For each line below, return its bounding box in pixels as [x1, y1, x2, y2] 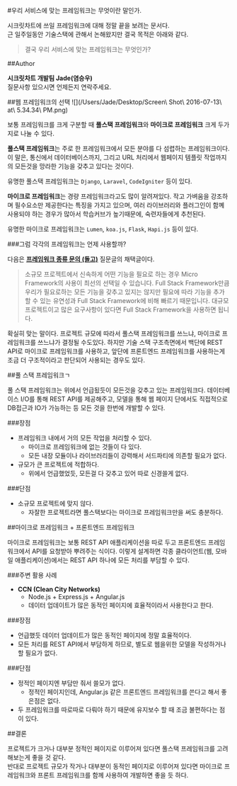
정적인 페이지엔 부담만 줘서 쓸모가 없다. [17, 679, 126, 687]
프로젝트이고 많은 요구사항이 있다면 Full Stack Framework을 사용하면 [24, 305, 216, 314]
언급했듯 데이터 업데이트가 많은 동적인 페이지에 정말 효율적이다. [17, 631, 192, 639]
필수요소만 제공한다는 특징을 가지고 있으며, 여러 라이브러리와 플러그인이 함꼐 [14, 201, 225, 209]
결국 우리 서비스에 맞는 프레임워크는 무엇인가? [24, 45, 151, 53]
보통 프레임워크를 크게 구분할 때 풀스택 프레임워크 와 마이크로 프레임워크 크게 [7, 120, 217, 129]
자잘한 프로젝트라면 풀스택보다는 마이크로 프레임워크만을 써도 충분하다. [28, 508, 224, 516]
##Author [7, 59, 35, 67]
